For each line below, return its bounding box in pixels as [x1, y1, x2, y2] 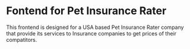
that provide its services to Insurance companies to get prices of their [6, 30, 177, 37]
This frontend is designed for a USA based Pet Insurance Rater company [6, 24, 184, 31]
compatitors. [6, 36, 37, 43]
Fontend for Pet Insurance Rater [6, 4, 167, 18]
